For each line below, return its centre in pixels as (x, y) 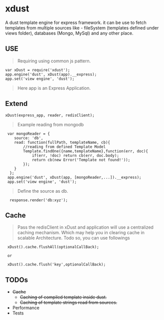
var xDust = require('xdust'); (38, 70)
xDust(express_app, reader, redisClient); (50, 115)
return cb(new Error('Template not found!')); (81, 160)
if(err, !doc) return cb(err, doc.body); (76, 155)
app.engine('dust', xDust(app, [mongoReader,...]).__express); (74, 177)
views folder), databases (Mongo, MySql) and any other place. (69, 33)
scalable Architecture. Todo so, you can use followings (74, 238)
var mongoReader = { (29, 134)
